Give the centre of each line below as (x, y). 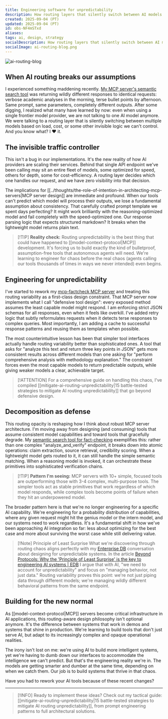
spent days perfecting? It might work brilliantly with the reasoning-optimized (84, 212)
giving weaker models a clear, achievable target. (55, 370)
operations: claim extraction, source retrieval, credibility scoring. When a (80, 450)
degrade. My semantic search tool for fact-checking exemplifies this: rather (83, 440)
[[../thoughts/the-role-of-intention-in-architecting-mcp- (105, 190)
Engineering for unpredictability (56, 279)
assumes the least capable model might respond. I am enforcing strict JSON (84, 308)
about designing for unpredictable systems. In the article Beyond (84, 554)
